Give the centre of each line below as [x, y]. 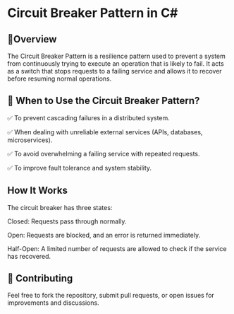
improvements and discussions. [54, 303]
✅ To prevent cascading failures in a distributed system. [89, 117]
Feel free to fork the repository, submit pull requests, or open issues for [111, 296]
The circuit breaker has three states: [60, 207]
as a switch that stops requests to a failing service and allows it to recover [115, 71]
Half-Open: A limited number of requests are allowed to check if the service [117, 248]
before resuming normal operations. [60, 78]
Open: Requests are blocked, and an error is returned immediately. [104, 235]
